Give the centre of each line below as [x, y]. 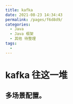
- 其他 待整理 [23, 39]
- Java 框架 [22, 34]
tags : [11, 44]
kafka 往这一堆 [36, 75]
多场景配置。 [26, 96]
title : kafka [19, 10]
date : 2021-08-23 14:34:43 [34, 15]
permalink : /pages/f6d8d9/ [34, 19]
